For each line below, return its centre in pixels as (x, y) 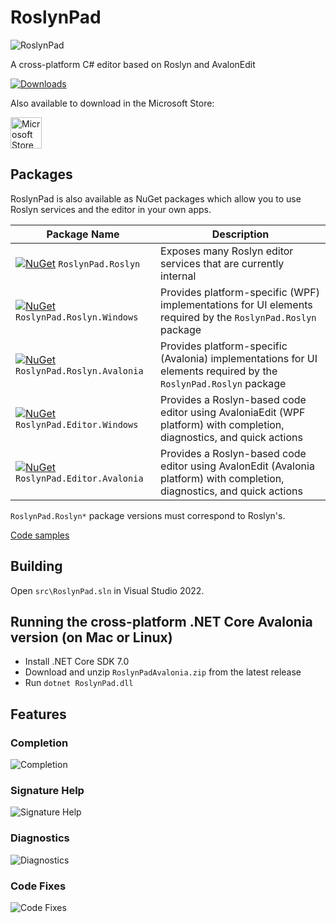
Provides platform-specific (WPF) (240, 292)
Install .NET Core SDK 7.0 (77, 662)
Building (36, 566)
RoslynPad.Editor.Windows (77, 424)
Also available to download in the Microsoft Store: (112, 103)
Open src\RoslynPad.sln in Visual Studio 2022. (107, 590)
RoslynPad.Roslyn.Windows (77, 317)
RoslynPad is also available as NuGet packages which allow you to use (156, 198)
